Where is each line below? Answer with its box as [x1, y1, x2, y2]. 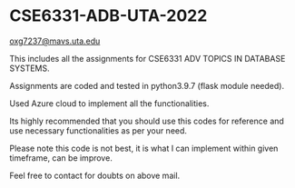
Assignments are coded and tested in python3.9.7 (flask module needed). [9, 80, 284, 91]
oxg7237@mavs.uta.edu [9, 35, 101, 46]
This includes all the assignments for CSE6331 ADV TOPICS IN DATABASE [9, 53, 286, 64]
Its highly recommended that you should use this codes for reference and [9, 115, 284, 126]
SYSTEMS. [9, 63, 50, 74]
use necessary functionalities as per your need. [9, 124, 188, 136]
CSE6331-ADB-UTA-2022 [9, 5, 208, 26]
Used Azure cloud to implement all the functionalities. [9, 97, 210, 109]
